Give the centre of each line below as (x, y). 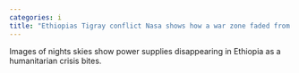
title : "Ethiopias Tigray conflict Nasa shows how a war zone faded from (150, 26)
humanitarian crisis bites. (56, 61)
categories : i (36, 17)
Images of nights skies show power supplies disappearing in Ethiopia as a (145, 51)
